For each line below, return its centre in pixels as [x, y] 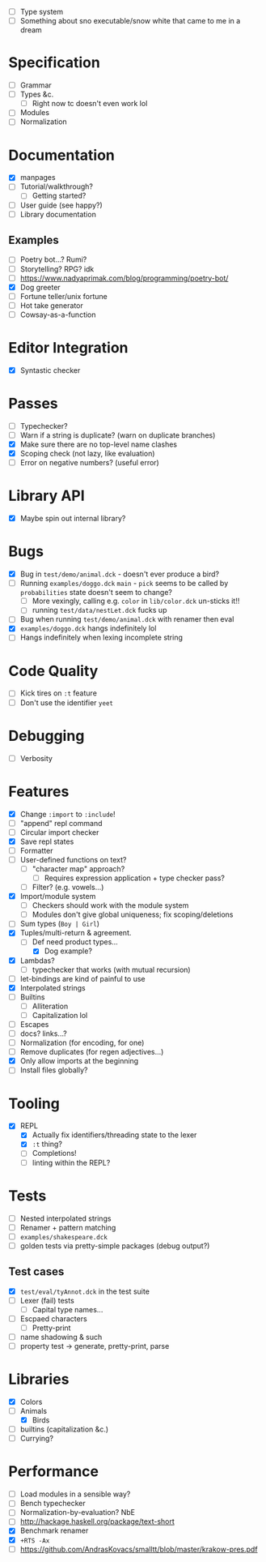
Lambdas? [37, 961]
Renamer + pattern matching [68, 1227]
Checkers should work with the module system [110, 905]
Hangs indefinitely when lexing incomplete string [101, 638]
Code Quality [53, 671]
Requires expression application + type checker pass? [134, 878]
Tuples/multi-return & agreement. [76, 933]
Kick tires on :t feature [58, 693]
